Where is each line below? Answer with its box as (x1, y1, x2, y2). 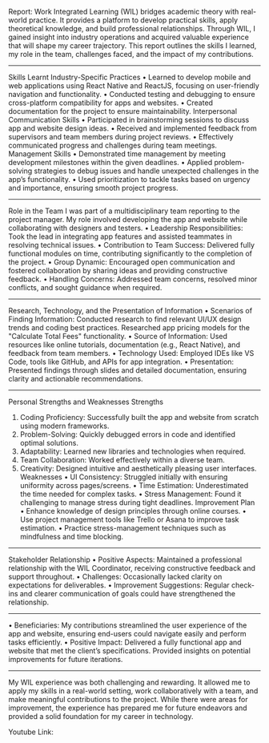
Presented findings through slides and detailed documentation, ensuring (8, 365, 247, 375)
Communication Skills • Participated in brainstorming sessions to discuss (8, 115, 250, 124)
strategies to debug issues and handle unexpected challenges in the (34, 166, 259, 176)
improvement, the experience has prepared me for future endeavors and (8, 703, 247, 713)
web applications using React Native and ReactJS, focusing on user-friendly (8, 81, 260, 91)
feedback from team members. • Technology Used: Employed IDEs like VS (8, 349, 255, 357)
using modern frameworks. (19, 421, 110, 430)
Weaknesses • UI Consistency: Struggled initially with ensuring (19, 472, 228, 482)
